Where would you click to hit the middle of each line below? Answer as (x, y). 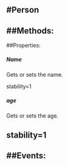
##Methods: (30, 31)
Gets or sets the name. (35, 75)
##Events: (26, 156)
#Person (23, 10)
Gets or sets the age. (32, 116)
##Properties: (23, 46)
